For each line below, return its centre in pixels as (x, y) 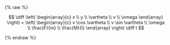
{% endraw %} (21, 38)
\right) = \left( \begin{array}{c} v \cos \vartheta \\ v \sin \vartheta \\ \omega (86, 22)
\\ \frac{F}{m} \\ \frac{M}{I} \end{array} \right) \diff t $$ (86, 28)
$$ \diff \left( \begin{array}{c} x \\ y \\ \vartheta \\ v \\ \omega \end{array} (86, 17)
